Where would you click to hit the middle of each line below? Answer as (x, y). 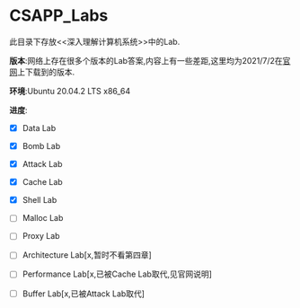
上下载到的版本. (46, 72)
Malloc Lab (43, 218)
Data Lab (39, 128)
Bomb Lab (41, 146)
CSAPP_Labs (59, 16)
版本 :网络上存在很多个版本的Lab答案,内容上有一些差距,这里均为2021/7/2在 (146, 60)
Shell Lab (40, 200)
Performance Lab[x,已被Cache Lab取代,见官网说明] (117, 274)
